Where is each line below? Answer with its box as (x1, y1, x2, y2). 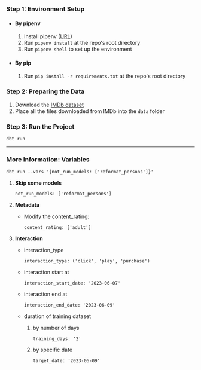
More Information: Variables (6, 155, 90, 163)
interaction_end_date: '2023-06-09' (23, 302, 115, 308)
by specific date (32, 346, 73, 354)
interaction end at (23, 291, 68, 298)
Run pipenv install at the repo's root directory (23, 39, 141, 47)
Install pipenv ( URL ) (23, 33, 73, 40)
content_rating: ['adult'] (23, 225, 92, 231)
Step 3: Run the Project (6, 122, 75, 130)
